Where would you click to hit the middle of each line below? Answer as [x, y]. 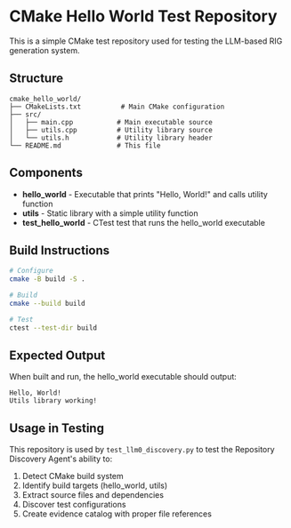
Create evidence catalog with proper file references [117, 514]
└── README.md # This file [85, 145]
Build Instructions [60, 250]
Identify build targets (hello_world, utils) [94, 485]
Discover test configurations [74, 505]
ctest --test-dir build [53, 328]
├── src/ [25, 114]
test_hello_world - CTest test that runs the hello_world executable [143, 222]
